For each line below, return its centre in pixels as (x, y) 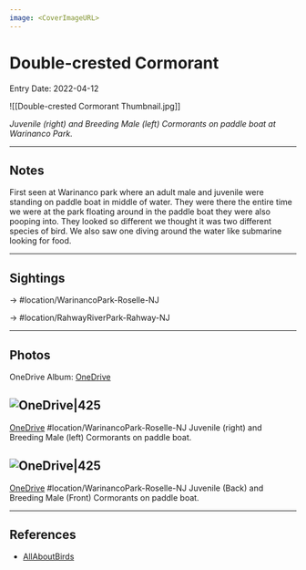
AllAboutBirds (48, 556)
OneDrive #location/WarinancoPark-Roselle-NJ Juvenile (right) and (136, 427)
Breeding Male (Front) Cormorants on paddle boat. (104, 497)
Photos (30, 355)
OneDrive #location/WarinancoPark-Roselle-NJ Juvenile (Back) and (137, 488)
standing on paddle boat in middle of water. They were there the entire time (151, 202)
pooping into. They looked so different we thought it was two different (140, 222)
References (43, 535)
